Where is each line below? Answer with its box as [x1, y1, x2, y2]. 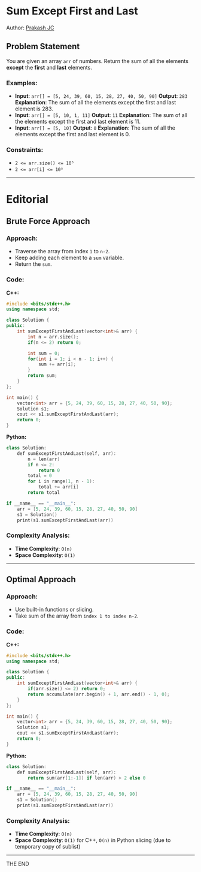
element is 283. [14, 105, 54, 112]
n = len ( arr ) [28, 456, 60, 462]
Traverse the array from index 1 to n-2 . [14, 248, 110, 255]
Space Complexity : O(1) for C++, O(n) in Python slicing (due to [14, 837, 171, 844]
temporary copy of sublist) [14, 843, 81, 850]
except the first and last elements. [6, 64, 93, 71]
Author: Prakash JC [6, 24, 54, 31]
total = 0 [28, 473, 52, 479]
